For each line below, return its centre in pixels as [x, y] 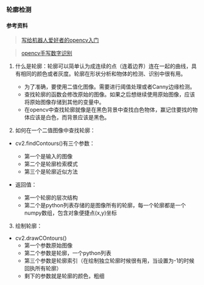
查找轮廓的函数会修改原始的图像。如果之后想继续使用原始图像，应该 [110, 94]
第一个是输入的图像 [48, 157]
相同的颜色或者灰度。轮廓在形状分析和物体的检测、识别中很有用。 [103, 74]
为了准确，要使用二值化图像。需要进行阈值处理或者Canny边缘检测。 [110, 87]
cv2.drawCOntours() [41, 238]
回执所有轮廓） [43, 268]
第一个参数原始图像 [48, 245]
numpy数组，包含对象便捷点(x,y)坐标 [71, 213]
